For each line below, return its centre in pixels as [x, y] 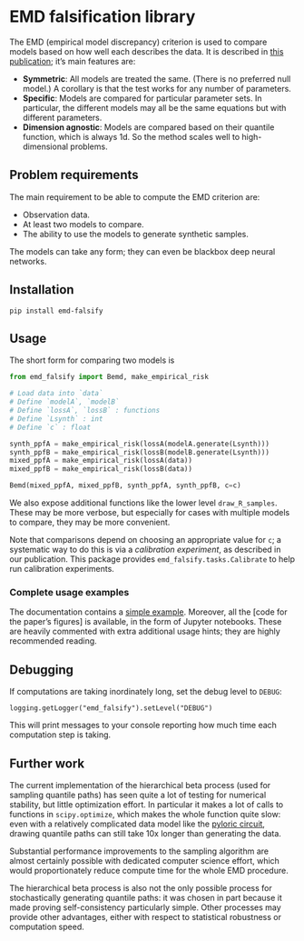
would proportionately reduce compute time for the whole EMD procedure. [149, 870]
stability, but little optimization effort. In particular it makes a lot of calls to [147, 804]
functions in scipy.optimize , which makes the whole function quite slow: [145, 814]
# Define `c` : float [50, 427]
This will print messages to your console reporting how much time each [143, 726]
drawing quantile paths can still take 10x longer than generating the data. [145, 833]
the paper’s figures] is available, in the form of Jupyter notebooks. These [146, 622]
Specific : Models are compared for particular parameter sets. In [142, 98]
